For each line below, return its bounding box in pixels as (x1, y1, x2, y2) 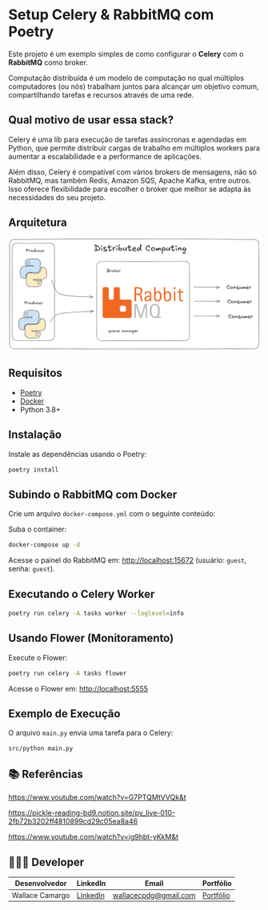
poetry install (8, 466, 59, 474)
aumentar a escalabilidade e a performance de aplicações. (8, 151, 202, 161)
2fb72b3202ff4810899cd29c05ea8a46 (8, 816, 138, 826)
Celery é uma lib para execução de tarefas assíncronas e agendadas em (8, 134, 246, 144)
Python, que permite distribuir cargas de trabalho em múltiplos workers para (8, 142, 260, 153)
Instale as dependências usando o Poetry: (8, 449, 147, 459)
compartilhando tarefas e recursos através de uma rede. (8, 90, 194, 99)
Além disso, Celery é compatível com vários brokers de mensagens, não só (8, 166, 258, 177)
